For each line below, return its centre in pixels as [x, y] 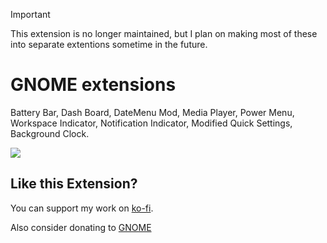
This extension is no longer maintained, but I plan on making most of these [164, 33]
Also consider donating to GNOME [81, 227]
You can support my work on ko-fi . [82, 208]
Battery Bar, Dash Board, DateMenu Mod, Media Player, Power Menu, [152, 112]
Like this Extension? [74, 184]
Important [30, 14]
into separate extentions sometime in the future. [109, 44]
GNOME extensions [93, 85]
